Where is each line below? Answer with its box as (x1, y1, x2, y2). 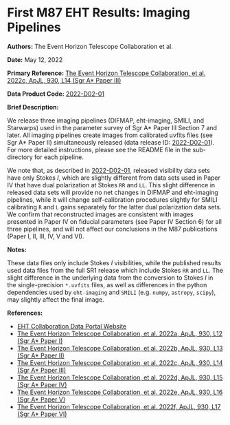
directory (7, 153, 33, 161)
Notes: (7, 245, 27, 253)
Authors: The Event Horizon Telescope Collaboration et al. (7, 42, 173, 50)
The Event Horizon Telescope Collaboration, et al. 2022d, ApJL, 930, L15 (16, 373, 223, 382)
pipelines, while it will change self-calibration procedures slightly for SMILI (7, 195, 218, 204)
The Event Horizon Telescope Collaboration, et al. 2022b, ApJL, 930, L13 (16, 344, 223, 352)
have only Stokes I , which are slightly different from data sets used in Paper (7, 174, 221, 182)
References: (7, 309, 43, 317)
